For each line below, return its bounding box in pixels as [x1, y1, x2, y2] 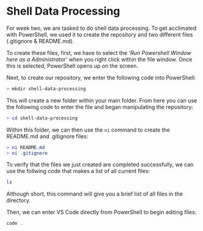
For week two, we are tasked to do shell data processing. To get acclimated [6, 24, 197, 32]
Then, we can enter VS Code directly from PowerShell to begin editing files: [6, 208, 197, 216]
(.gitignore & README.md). [6, 37, 75, 44]
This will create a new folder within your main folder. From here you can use [6, 96, 197, 104]
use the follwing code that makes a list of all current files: [6, 168, 150, 175]
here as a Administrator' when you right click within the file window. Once [6, 55, 193, 63]
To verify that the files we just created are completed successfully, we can [6, 161, 194, 168]
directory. [6, 197, 31, 204]
